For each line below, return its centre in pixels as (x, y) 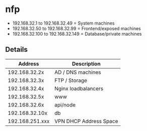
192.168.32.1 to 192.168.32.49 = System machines (63, 23)
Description (86, 64)
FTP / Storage (71, 80)
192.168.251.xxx (29, 121)
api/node (65, 105)
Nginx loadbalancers (79, 88)
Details (16, 49)
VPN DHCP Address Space (86, 121)
